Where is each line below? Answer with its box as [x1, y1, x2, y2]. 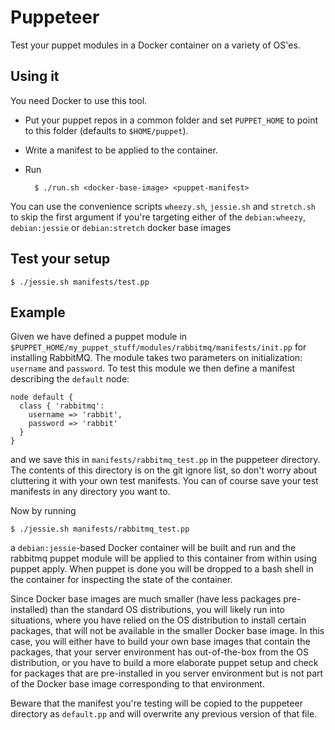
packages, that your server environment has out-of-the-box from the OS [10, 646, 310, 658]
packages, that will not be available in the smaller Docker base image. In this [10, 625, 325, 637]
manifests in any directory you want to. [10, 486, 171, 498]
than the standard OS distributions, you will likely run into [50, 604, 285, 616]
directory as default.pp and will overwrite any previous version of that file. [10, 708, 318, 720]
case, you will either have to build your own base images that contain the [10, 636, 311, 648]
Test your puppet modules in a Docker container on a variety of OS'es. [10, 39, 301, 51]
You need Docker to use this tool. [10, 94, 148, 106]
